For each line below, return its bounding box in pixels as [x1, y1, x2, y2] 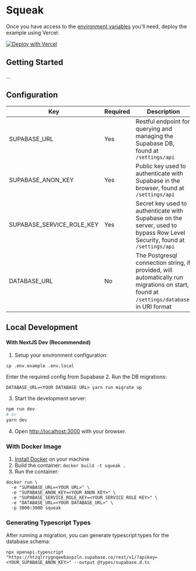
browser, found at [135, 184, 185, 192]
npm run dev [6, 406, 35, 412]
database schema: [6, 538, 51, 545]
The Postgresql [135, 251, 178, 259]
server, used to [135, 221, 177, 229]
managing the [135, 132, 174, 140]
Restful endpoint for [135, 117, 190, 125]
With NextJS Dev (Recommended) [6, 339, 91, 346]
